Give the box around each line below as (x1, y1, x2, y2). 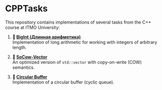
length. (12, 44, 27, 50)
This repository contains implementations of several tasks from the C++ (5, 19, 152, 25)
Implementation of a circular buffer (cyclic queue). (12, 79, 115, 85)
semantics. (12, 64, 35, 70)
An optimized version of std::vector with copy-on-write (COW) (12, 59, 142, 65)
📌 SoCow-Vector (12, 54, 48, 60)
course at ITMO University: (5, 24, 60, 30)
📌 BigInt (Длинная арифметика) (12, 34, 81, 40)
